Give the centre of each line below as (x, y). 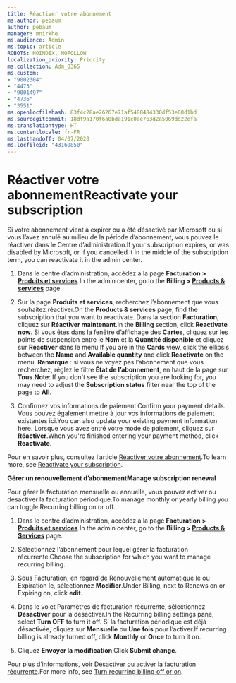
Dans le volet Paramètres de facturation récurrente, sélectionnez (111, 607)
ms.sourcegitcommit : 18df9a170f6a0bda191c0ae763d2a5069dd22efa (102, 119)
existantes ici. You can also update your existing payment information (117, 421)
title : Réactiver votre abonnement (60, 14)
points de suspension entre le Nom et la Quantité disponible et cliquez (120, 340)
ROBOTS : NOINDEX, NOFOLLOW (47, 54)
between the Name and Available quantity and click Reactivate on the (120, 355)
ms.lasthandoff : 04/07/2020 (49, 138)
